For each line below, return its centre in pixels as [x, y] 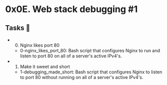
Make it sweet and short [45, 67]
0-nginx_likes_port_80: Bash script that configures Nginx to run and [90, 51]
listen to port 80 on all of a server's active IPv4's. [71, 56]
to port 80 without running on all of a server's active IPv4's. [81, 77]
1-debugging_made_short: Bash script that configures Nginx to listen [91, 72]
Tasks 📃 [18, 28]
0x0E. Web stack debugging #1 [71, 9]
